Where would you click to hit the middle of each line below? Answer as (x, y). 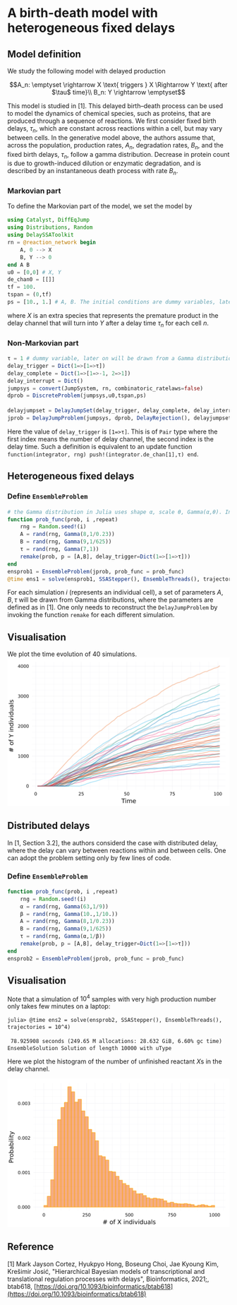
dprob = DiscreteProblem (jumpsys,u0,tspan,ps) (77, 396)
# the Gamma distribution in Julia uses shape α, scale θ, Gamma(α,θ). (115, 512)
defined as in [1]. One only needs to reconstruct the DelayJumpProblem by (113, 607)
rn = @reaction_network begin (52, 243)
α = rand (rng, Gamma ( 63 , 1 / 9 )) (65, 906)
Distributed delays (49, 826)
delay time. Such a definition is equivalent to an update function (100, 446)
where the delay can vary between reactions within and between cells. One (117, 850)
